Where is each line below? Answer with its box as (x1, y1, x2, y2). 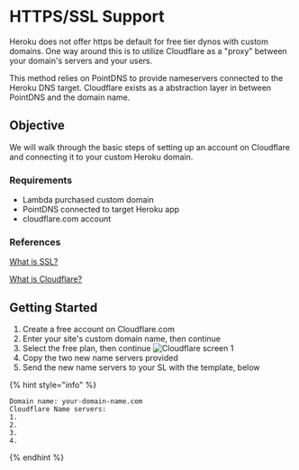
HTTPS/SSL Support (9, 6, 165, 27)
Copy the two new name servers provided (22, 353, 178, 364)
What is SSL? (9, 257, 59, 267)
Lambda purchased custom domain (22, 194, 155, 205)
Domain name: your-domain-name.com (9, 397, 143, 406)
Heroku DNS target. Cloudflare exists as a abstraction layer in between (9, 82, 272, 93)
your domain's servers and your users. (9, 55, 153, 66)
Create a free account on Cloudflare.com (22, 324, 176, 335)
